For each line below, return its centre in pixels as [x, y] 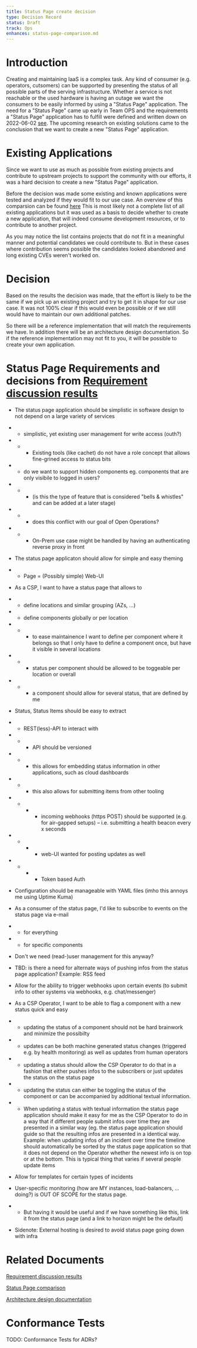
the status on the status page [59, 1077]
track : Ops [19, 28]
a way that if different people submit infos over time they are [96, 1121]
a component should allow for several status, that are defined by [110, 693]
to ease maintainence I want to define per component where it [108, 636]
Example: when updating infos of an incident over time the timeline [104, 1140]
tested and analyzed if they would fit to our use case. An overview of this [95, 200]
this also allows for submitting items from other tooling [98, 791]
